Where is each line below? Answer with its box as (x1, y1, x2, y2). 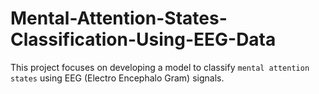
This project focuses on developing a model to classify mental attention (10, 61, 310, 73)
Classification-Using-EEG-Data (10, 28, 277, 51)
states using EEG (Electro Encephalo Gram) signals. (10, 72, 225, 84)
